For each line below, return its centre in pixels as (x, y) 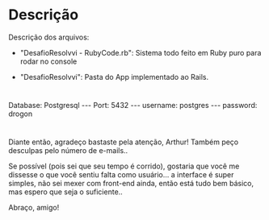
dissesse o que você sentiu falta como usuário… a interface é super (121, 175)
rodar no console (48, 61)
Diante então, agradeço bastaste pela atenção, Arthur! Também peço (124, 142)
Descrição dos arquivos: (49, 37)
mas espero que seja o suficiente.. (65, 192)
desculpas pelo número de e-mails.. (68, 151)
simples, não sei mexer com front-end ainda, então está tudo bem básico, (131, 184)
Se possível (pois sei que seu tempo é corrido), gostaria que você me (124, 166)
